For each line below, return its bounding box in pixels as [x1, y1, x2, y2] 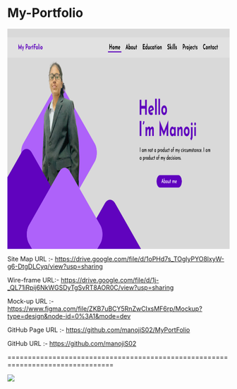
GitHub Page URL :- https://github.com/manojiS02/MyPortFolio [7, 326, 190, 334]
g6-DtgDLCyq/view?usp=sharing [7, 262, 104, 271]
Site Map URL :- [7, 254, 54, 263]
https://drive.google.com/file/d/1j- [61, 276, 159, 284]
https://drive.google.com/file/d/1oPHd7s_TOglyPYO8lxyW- [54, 254, 224, 263]
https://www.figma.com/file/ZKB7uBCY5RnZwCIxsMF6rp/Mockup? [7, 304, 202, 313]
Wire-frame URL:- [7, 276, 60, 284]
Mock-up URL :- [7, 297, 54, 305]
